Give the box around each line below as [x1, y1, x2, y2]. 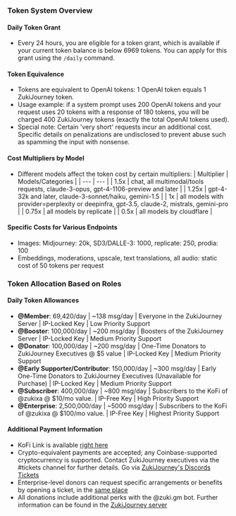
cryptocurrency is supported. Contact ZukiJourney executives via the [17, 456, 220, 465]
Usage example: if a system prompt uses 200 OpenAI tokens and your [17, 101, 222, 109]
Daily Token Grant [7, 23, 61, 32]
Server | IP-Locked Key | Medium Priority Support [17, 334, 162, 343]
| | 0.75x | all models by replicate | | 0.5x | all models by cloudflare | [17, 207, 213, 215]
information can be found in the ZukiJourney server [17, 501, 168, 509]
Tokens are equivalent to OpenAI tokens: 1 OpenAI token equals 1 [17, 85, 206, 94]
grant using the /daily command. [17, 54, 115, 62]
